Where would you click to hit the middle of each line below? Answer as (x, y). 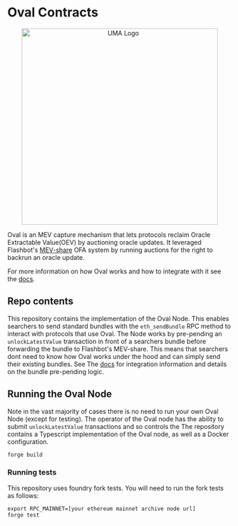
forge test (24, 515)
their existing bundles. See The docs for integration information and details (117, 364)
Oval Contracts (53, 12)
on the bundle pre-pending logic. (56, 371)
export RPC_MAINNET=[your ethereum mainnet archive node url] (102, 509)
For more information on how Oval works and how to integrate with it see (114, 271)
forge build (25, 455)
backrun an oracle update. (46, 257)
